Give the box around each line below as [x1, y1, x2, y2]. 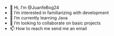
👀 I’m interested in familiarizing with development [9, 10, 109, 16]
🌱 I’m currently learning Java [9, 15, 68, 20]
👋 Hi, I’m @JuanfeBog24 [9, 5, 60, 10]
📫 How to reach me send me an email [9, 26, 87, 31]
